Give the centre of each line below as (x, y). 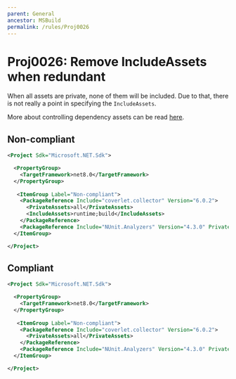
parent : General (31, 14)
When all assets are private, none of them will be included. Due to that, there (118, 96)
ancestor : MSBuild (34, 20)
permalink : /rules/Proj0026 (48, 27)
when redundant (57, 76)
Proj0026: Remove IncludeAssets (107, 62)
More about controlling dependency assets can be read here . (96, 117)
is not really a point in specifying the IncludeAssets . (82, 103)
